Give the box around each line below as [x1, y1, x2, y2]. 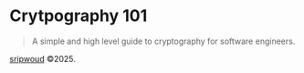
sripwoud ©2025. [9, 53, 76, 64]
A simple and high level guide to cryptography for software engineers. [31, 36, 296, 47]
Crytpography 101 [9, 5, 148, 26]
